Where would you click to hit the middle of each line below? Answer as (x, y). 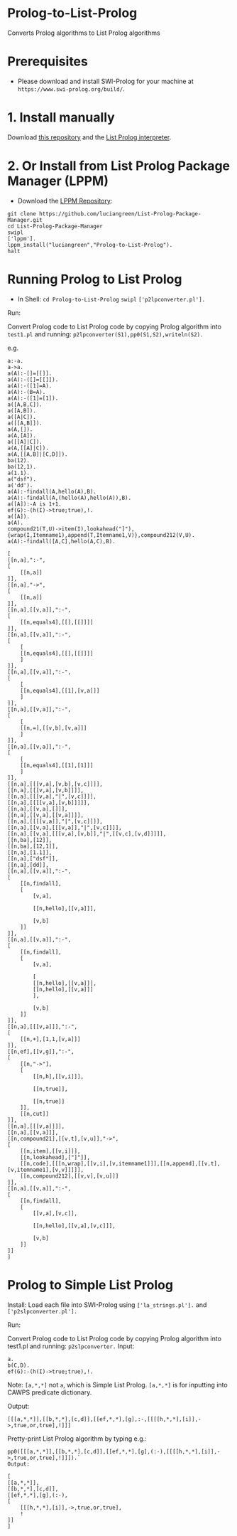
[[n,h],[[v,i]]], (58, 1076)
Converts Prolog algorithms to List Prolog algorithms (84, 33)
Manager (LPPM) (58, 181)
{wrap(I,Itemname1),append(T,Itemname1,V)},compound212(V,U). (101, 535)
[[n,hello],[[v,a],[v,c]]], (74, 1226)
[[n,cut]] (35, 1114)
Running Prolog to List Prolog (95, 279)
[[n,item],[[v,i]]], (50, 1151)
